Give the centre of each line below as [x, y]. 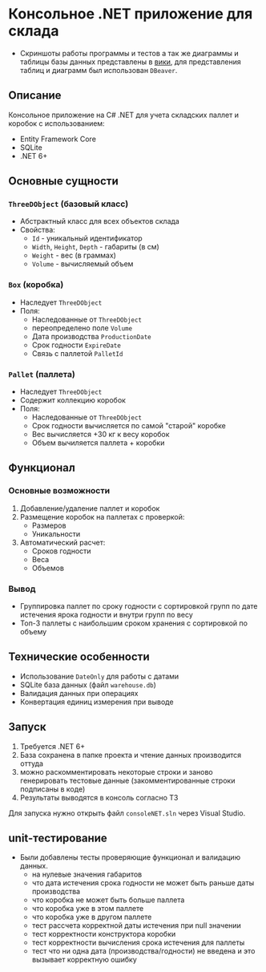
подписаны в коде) [52, 789]
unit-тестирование [58, 838]
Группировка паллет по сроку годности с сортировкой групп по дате [139, 606]
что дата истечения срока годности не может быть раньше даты [143, 883]
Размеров [49, 525]
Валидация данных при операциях [79, 693]
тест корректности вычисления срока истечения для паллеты [138, 942]
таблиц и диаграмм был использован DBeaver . [99, 70]
